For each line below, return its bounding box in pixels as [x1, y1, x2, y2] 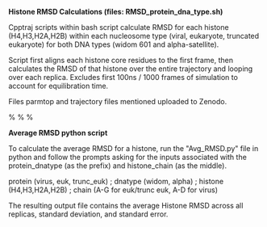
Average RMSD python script [8, 128, 108, 137]
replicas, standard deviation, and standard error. [8, 209, 169, 219]
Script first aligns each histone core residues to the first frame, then [8, 56, 234, 65]
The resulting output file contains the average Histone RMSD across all [8, 201, 244, 210]
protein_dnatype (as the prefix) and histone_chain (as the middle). [8, 161, 227, 170]
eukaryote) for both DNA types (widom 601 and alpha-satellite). [8, 40, 219, 49]
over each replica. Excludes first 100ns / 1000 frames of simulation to [8, 73, 238, 82]
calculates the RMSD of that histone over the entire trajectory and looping [8, 64, 253, 74]
